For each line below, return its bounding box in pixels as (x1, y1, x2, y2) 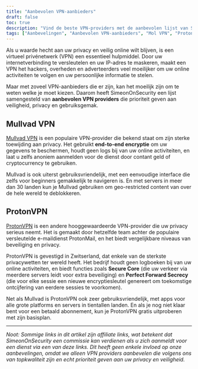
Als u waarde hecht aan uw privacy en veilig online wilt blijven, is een (6, 46, 174, 54)
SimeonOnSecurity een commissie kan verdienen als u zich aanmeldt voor (6, 337, 187, 344)
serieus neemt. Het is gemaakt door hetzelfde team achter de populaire (6, 228, 180, 235)
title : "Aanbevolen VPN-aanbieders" (6, 8, 96, 15)
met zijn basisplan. (6, 314, 52, 321)
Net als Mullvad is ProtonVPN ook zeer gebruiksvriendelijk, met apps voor (6, 295, 186, 302)
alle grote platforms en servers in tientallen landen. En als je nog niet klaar (6, 301, 186, 308)
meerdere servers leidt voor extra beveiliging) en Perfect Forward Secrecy (6, 271, 189, 278)
